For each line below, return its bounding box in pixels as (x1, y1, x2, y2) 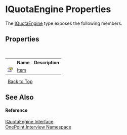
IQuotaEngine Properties (5, 4, 111, 15)
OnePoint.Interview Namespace (5, 124, 72, 130)
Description (33, 60, 60, 66)
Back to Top (7, 78, 33, 84)
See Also (5, 93, 34, 102)
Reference (5, 107, 28, 113)
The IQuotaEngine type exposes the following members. (5, 20, 122, 26)
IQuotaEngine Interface (5, 118, 54, 124)
